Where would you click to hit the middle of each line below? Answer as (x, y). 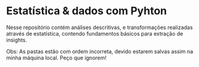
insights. (17, 40)
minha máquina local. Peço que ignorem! (56, 58)
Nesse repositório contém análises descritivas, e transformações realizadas (99, 27)
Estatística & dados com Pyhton (87, 11)
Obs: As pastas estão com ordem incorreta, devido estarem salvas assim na (100, 51)
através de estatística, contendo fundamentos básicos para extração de (95, 33)
